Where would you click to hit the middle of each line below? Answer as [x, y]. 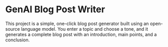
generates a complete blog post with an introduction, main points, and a [81, 34]
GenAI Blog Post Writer [55, 9]
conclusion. [17, 40]
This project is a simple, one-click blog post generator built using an [77, 24]
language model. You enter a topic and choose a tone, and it [85, 29]
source [13, 29]
